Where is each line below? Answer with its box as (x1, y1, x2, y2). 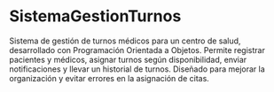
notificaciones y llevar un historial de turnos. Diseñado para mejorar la (9, 64, 266, 74)
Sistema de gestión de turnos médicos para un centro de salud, (9, 35, 241, 46)
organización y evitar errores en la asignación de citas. (9, 73, 210, 83)
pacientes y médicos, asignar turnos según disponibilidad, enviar (9, 54, 247, 65)
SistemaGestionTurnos (9, 6, 182, 27)
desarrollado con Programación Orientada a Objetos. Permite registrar (9, 44, 266, 55)
